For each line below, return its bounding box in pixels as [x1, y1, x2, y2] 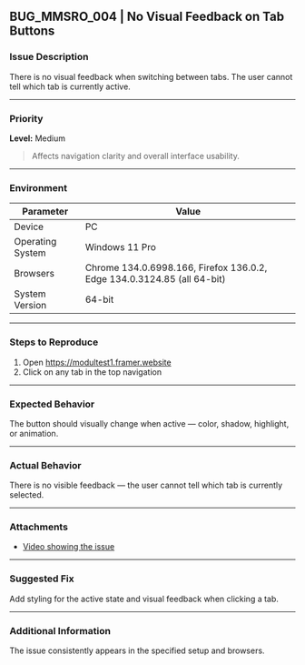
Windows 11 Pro [84, 241, 157, 254]
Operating [14, 236, 57, 248]
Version [14, 299, 47, 312]
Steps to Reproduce [9, 336, 99, 348]
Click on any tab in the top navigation [22, 366, 162, 378]
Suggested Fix [9, 572, 74, 585]
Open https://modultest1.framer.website [22, 357, 172, 368]
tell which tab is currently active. [9, 81, 132, 92]
